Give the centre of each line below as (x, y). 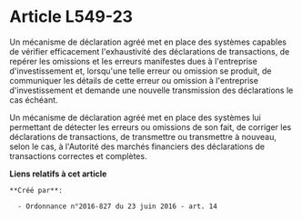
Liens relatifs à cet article (58, 174)
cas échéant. (34, 100)
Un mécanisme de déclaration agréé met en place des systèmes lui (135, 117)
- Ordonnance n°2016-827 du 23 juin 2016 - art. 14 (118, 206)
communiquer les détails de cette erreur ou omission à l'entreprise (134, 80)
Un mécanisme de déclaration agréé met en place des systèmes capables (148, 42)
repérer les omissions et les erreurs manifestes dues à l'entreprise (133, 61)
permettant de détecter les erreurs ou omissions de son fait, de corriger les (151, 127)
